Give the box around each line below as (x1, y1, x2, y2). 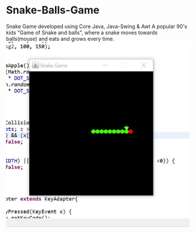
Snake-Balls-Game (6, 4, 100, 17)
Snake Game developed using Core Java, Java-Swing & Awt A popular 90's (6, 23, 188, 30)
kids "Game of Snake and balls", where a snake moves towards (6, 29, 158, 36)
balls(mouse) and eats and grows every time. (6, 35, 115, 42)
